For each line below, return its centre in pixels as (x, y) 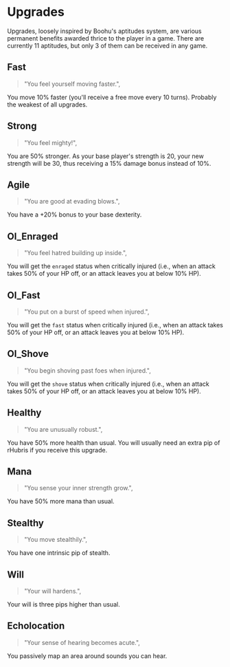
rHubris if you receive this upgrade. (57, 450)
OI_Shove (28, 354)
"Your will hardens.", (53, 591)
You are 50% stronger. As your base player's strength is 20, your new (105, 156)
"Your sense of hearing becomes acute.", (82, 642)
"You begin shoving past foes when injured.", (87, 370)
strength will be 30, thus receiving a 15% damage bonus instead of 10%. (109, 163)
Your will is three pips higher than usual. (64, 604)
